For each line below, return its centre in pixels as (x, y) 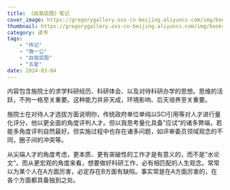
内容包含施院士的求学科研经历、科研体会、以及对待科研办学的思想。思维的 (112, 91)
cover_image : (26, 20)
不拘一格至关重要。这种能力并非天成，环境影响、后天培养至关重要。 (115, 99)
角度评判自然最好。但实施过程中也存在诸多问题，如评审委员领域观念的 (118, 131)
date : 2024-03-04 (32, 70)
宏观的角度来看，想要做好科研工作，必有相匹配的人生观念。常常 (130, 163)
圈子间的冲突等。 (43, 139)
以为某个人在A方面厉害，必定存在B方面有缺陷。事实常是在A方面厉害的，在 (112, 171)
